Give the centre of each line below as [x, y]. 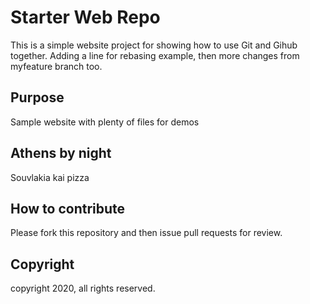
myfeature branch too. [56, 66]
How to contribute [68, 208]
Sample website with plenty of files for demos [105, 122]
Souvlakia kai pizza [50, 177]
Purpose [37, 97]
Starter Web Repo [85, 17]
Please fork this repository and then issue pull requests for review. [146, 233]
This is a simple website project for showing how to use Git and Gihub [154, 45]
